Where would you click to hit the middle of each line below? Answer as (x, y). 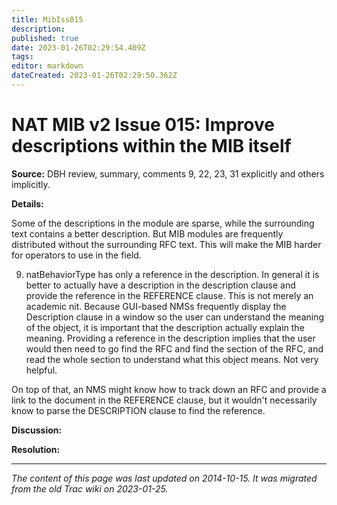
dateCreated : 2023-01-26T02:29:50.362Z (94, 76)
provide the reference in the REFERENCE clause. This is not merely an (169, 295)
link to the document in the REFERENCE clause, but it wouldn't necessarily (164, 400)
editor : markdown (47, 66)
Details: (27, 203)
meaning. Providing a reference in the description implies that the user (170, 338)
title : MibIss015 (47, 19)
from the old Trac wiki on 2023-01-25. (90, 488)
